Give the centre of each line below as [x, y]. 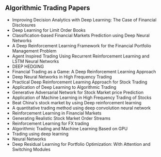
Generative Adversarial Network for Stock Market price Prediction [78, 92]
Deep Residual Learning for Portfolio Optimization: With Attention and [81, 144]
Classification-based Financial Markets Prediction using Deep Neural [81, 35]
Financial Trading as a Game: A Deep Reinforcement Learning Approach [84, 71]
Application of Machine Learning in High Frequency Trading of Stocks [82, 98]
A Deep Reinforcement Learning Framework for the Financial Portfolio [81, 45]
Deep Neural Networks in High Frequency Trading [62, 77]
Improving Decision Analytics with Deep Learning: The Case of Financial [84, 20]
